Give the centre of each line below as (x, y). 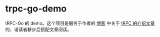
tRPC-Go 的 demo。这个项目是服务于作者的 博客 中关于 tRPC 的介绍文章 (80, 23)
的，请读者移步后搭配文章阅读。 (38, 29)
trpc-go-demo (36, 9)
